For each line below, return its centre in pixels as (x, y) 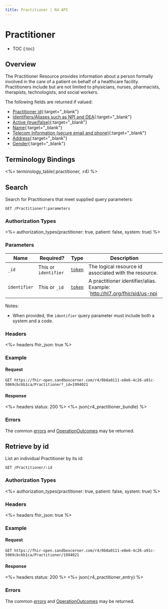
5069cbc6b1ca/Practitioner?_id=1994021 (47, 385)
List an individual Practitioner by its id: (44, 459)
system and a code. (33, 321)
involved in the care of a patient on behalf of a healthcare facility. (72, 82)
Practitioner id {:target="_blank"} (45, 112)
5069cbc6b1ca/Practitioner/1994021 (42, 555)
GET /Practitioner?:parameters (38, 209)
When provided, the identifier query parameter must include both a (83, 315)
